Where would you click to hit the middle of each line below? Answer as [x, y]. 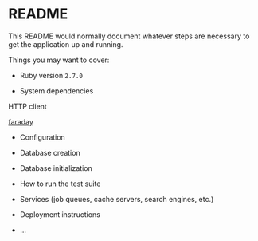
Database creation [50, 152]
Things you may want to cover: [59, 60]
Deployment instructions [60, 214]
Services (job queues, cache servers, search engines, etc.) [117, 199]
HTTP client [28, 106]
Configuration [42, 137]
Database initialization [56, 168]
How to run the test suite [60, 184]
